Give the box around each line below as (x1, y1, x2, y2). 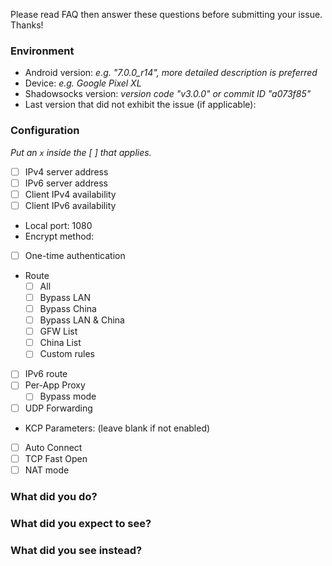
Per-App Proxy (24, 379, 86, 391)
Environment (10, 44, 75, 58)
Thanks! (10, 19, 44, 31)
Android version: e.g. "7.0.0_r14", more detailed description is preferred (24, 67, 318, 79)
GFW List (39, 325, 78, 338)
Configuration (10, 124, 80, 138)
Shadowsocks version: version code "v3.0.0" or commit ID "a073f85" (24, 88, 312, 100)
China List (39, 337, 82, 349)
